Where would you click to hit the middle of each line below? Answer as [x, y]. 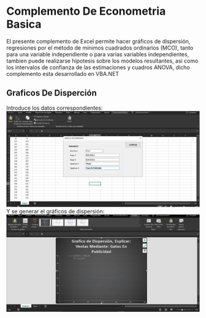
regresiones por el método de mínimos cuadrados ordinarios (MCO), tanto [100, 48]
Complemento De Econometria [86, 11]
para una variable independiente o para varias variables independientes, [97, 54]
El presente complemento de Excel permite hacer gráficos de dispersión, [98, 41]
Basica [24, 24]
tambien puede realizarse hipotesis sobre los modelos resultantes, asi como [102, 61]
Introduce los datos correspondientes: [55, 108]
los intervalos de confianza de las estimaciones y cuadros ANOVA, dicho [98, 67]
